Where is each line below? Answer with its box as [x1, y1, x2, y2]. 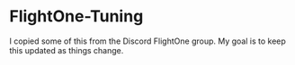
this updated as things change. [9, 45, 124, 55]
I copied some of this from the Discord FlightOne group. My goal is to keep [9, 36, 286, 46]
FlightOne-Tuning [9, 6, 144, 27]
